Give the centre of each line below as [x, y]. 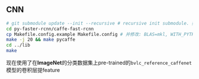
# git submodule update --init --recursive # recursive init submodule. [98, 23]
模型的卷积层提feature [33, 70]
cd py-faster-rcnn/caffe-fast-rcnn [50, 29]
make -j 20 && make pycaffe [41, 40]
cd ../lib [18, 45]
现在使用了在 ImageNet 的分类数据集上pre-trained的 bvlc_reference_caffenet [99, 63]
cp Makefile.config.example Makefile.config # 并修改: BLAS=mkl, [87, 34]
